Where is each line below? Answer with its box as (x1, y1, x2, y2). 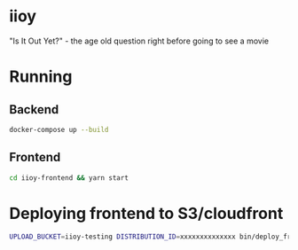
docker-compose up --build (9, 125, 109, 134)
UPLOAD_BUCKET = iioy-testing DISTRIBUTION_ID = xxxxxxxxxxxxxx (9, 232, 237, 241)
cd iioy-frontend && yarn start (9, 173, 129, 183)
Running (9, 66, 73, 87)
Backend (9, 102, 59, 117)
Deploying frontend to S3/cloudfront (9, 203, 284, 223)
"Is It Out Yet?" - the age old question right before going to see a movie (9, 35, 269, 46)
